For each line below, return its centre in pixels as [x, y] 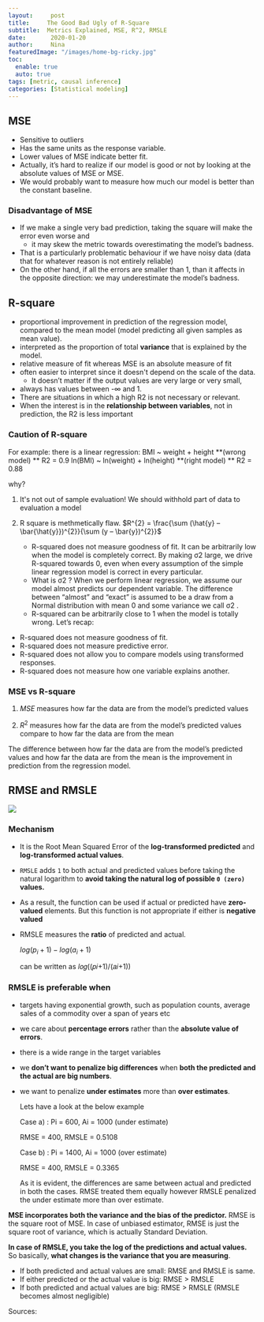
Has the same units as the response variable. [93, 148]
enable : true [37, 67]
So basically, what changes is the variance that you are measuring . [119, 1255]
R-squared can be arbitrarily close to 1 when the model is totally [135, 613]
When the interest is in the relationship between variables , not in [126, 406]
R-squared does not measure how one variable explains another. [125, 671]
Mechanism [32, 830]
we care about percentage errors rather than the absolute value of [129, 1028]
